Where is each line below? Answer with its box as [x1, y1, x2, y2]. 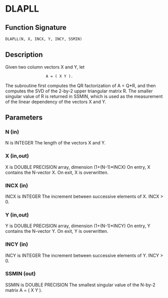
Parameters [5, 113, 43, 122]
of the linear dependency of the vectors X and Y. [5, 98, 107, 105]
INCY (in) [5, 241, 28, 248]
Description [5, 51, 43, 59]
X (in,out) [5, 153, 29, 160]
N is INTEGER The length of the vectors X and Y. [5, 140, 106, 146]
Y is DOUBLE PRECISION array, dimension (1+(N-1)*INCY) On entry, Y [5, 223, 150, 229]
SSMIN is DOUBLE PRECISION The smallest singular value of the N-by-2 [5, 281, 155, 288]
